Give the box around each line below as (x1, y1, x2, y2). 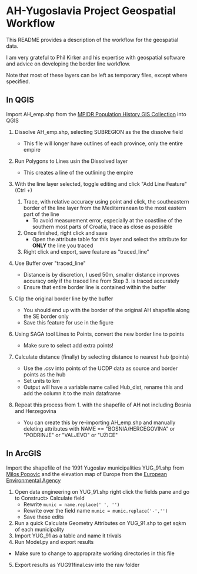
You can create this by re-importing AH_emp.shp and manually (23, 419, 176, 426)
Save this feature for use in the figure (23, 319, 113, 326)
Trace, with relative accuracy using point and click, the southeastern (23, 198, 189, 205)
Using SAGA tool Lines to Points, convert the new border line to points (14, 330, 184, 337)
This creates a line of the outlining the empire (23, 169, 133, 176)
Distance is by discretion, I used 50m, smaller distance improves (23, 271, 180, 278)
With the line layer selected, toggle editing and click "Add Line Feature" (14, 180, 187, 187)
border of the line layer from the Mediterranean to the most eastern (23, 204, 186, 211)
